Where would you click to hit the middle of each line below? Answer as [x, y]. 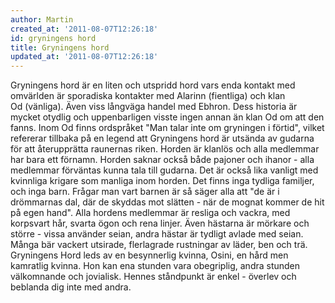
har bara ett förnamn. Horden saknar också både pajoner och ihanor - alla [162, 160]
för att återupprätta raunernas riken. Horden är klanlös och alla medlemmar [165, 149]
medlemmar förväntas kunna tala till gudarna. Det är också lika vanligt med [164, 170]
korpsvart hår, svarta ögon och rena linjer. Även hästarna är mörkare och [160, 223]
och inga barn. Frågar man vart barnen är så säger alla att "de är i [145, 192]
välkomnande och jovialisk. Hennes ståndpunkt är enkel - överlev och [153, 277]
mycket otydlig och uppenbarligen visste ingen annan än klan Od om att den [167, 117]
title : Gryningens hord [60, 47]
